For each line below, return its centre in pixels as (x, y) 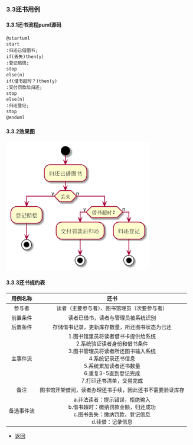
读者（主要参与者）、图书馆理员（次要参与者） (112, 308)
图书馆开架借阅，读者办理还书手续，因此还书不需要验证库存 (112, 390)
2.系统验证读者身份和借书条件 (112, 344)
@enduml (16, 118)
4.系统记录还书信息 (112, 358)
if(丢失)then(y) (25, 57)
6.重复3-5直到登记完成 (112, 373)
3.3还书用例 (23, 9)
